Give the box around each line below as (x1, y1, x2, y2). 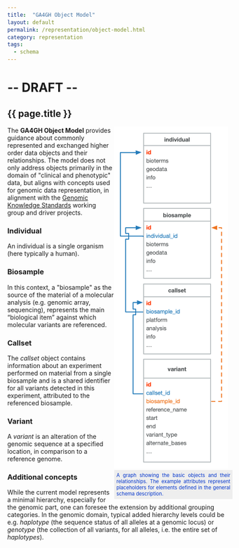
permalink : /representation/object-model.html (7, 26, 146, 33)
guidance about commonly (7, 134, 85, 142)
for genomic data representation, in (7, 186, 109, 194)
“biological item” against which (7, 313, 97, 321)
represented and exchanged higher (7, 141, 109, 149)
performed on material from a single (7, 369, 111, 377)
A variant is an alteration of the (7, 433, 97, 441)
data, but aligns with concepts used (7, 179, 111, 186)
